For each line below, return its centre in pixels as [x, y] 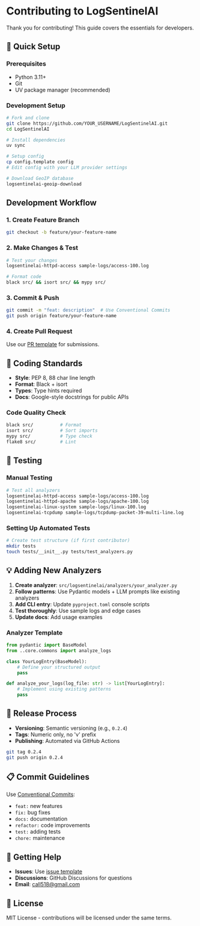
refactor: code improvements [52, 825]
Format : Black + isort [41, 384]
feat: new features [39, 806]
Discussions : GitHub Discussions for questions [73, 878]
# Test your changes [32, 260]
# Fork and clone [28, 118]
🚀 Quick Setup [33, 47]
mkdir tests [21, 546]
